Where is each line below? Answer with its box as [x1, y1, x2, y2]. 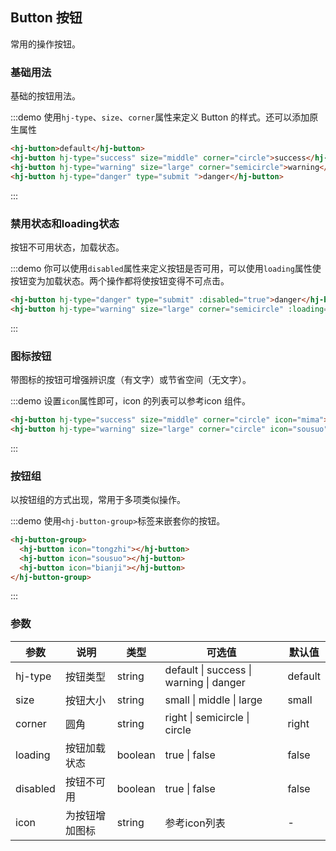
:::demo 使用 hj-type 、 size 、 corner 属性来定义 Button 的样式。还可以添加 [10, 111, 310, 123]
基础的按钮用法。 [10, 90, 81, 102]
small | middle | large [164, 693, 263, 707]
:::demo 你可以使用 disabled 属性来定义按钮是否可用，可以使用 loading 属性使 [10, 262, 322, 274]
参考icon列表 [164, 816, 226, 830]
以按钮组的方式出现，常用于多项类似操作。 [10, 494, 186, 505]
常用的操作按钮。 [10, 38, 81, 50]
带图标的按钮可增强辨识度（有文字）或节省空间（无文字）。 [10, 373, 252, 385]
